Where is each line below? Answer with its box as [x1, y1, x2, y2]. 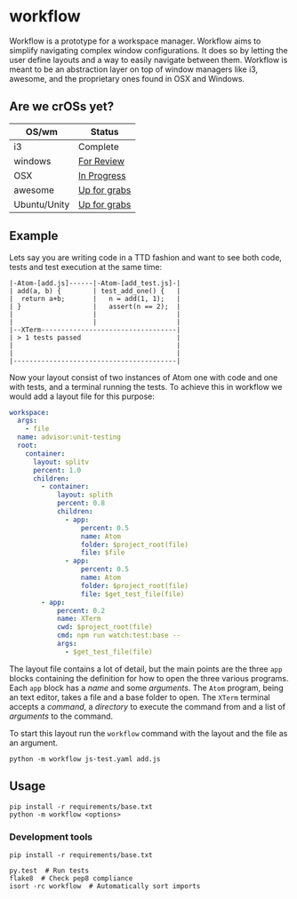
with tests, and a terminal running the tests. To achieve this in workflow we [9, 381, 283, 392]
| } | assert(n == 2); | [9, 302, 181, 311]
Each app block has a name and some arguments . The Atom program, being [9, 682, 284, 693]
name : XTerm [56, 615, 101, 624]
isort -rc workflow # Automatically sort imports [9, 881, 201, 890]
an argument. [9, 737, 59, 748]
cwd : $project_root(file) [56, 623, 153, 632]
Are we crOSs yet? [9, 99, 115, 115]
